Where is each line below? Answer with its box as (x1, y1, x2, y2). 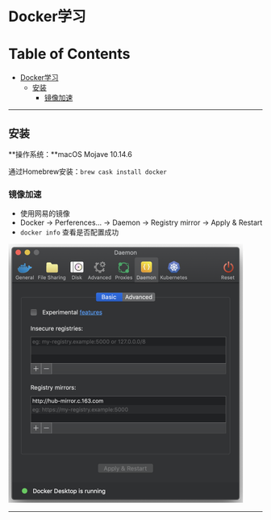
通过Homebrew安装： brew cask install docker (8, 167, 168, 176)
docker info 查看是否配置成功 (19, 227, 119, 237)
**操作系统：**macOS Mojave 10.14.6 (8, 149, 133, 159)
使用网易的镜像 (19, 209, 70, 218)
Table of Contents (8, 45, 131, 63)
